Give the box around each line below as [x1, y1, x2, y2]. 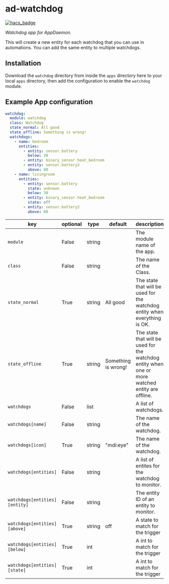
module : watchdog [10, 116, 46, 121]
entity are [135, 385, 158, 392]
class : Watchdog [10, 120, 44, 126]
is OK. [135, 320, 150, 327]
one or [135, 367, 151, 374]
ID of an [135, 495, 154, 503]
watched [135, 379, 156, 386]
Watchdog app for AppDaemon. [5, 29, 72, 35]
